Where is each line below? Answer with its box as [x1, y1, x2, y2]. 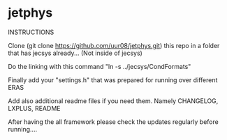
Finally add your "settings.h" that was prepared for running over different [8, 75, 218, 84]
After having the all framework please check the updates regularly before [8, 117, 219, 126]
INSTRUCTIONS [8, 28, 54, 36]
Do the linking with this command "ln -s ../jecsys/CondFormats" [8, 62, 191, 70]
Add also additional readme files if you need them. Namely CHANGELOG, [8, 96, 219, 105]
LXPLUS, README [8, 104, 61, 112]
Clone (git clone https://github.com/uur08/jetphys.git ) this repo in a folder [8, 41, 220, 49]
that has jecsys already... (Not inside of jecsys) [8, 49, 142, 57]
